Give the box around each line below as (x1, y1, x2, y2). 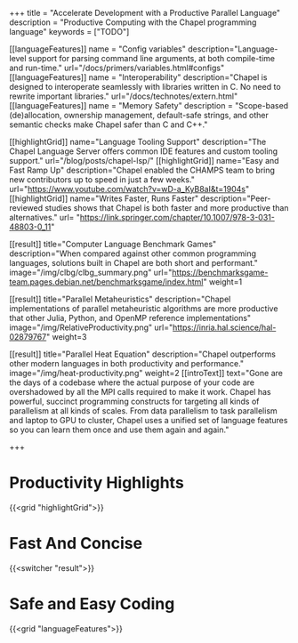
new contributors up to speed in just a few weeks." (9, 174, 196, 185)
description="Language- (188, 44, 278, 54)
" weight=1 (203, 277, 243, 287)
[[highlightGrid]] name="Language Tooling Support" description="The (9, 137, 267, 147)
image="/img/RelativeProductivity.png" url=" (9, 322, 173, 333)
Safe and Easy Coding (9, 594, 175, 615)
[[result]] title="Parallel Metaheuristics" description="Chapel (9, 293, 231, 304)
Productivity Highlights (9, 473, 184, 493)
